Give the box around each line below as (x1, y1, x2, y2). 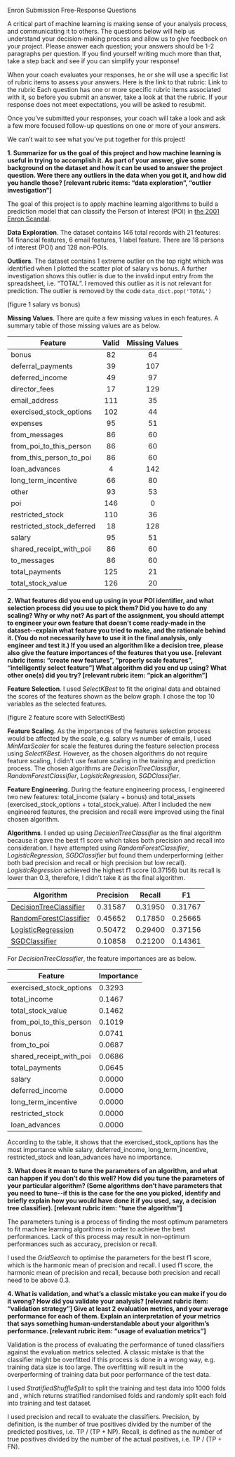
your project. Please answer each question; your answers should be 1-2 (7, 42, 215, 50)
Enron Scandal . (7, 214, 51, 223)
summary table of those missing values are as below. (7, 321, 161, 330)
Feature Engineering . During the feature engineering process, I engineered (7, 785, 225, 794)
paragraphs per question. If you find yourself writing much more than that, (7, 49, 222, 58)
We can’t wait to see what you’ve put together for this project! (7, 135, 186, 143)
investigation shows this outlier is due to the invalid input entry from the (7, 272, 214, 280)
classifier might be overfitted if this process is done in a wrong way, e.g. (7, 1356, 215, 1364)
